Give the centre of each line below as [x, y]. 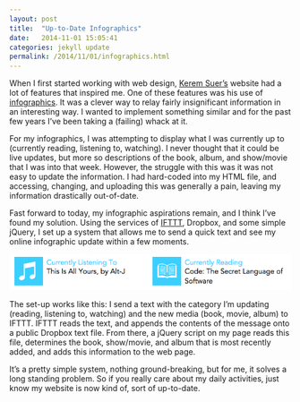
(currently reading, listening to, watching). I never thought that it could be [144, 149]
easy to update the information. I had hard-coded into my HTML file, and [143, 177]
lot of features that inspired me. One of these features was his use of [136, 93]
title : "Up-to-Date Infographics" [76, 28]
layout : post [34, 19]
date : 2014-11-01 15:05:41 [64, 38]
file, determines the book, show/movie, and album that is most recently [140, 342]
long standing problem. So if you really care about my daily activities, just [144, 379]
